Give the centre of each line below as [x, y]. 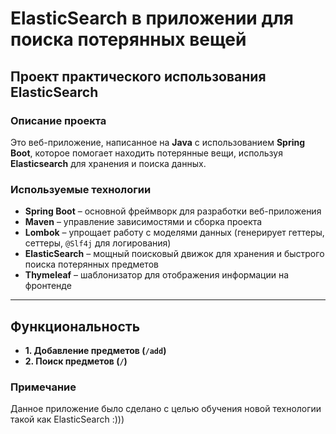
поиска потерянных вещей [128, 39]
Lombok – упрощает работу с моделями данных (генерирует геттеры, [174, 233]
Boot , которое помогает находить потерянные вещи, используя [146, 153]
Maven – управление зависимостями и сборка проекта [143, 222]
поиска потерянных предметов [91, 264]
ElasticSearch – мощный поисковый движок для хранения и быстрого [174, 254]
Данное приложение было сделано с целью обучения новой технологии [166, 409]
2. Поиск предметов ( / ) [76, 361]
